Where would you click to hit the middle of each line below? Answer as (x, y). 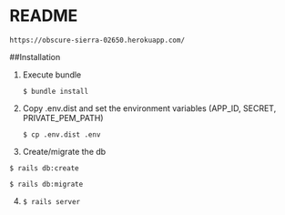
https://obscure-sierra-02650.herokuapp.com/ (97, 40)
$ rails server (51, 201)
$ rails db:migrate (46, 184)
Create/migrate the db (64, 151)
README (44, 16)
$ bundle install (56, 91)
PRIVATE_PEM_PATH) (63, 118)
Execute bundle (52, 75)
